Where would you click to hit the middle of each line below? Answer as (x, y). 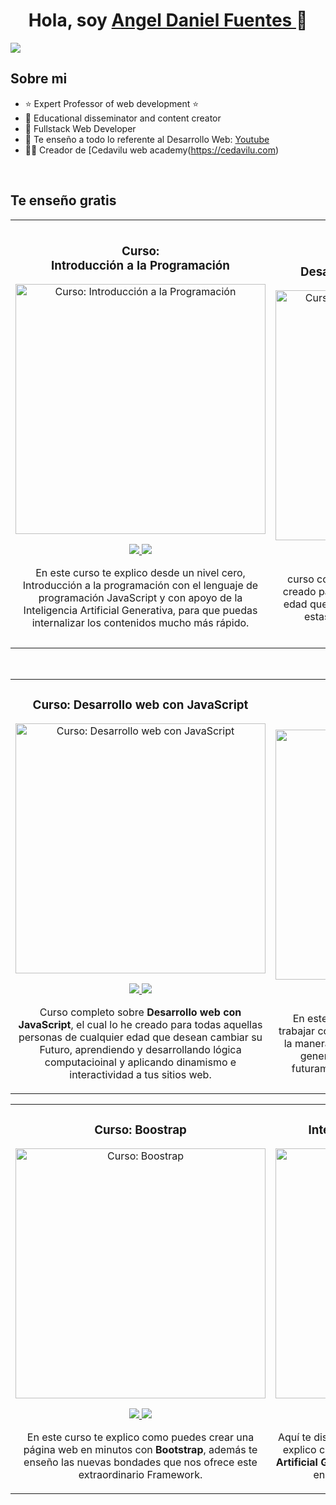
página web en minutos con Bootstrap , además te (140, 1450)
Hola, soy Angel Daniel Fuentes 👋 (168, 20)
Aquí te (295, 1437)
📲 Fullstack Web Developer (80, 128)
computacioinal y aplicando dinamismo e (140, 1062)
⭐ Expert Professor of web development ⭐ (112, 103)
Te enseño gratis (63, 200)
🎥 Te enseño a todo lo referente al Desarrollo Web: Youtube (147, 139)
